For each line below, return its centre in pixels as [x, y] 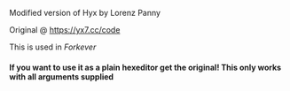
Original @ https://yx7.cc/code [65, 30]
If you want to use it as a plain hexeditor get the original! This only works [145, 67]
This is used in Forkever [53, 47]
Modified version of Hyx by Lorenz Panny [85, 13]
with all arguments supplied [61, 76]
